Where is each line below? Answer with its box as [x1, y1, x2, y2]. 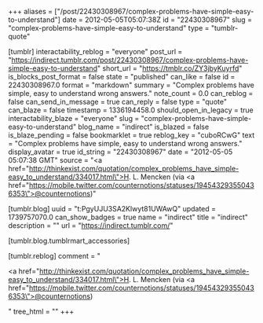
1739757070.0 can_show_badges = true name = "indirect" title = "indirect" [8, 212, 249, 222]
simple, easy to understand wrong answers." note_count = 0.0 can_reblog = [8, 89, 254, 97]
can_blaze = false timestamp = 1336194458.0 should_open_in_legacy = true [8, 105, 254, 115]
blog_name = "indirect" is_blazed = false [78, 122, 210, 131]
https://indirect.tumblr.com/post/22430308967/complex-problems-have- [11, 55, 249, 64]
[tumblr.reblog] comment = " [8, 251, 100, 260]
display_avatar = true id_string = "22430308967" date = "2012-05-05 [8, 147, 233, 156]
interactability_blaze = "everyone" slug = [8, 114, 140, 123]
